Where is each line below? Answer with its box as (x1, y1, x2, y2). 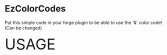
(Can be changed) (4, 24, 42, 30)
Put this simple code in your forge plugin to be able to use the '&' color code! (4, 19, 162, 25)
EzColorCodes (4, 3, 66, 14)
